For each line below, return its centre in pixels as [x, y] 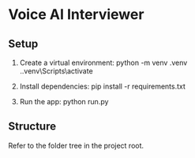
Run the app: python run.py [64, 102]
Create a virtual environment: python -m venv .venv [103, 62]
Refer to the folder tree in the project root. [76, 145]
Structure [32, 127]
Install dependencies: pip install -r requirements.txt [102, 86]
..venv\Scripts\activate [56, 71]
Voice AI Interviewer [76, 15]
